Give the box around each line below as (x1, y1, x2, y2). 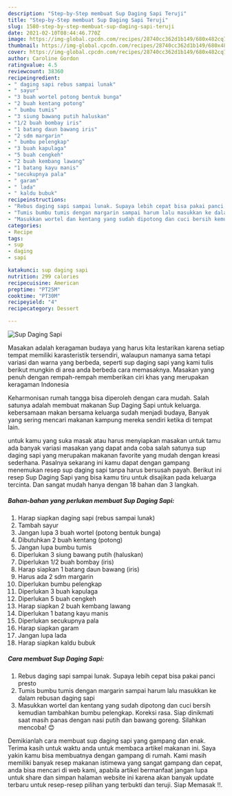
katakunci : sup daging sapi (8, 267, 89, 274)
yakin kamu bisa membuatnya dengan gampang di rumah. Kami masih (8, 751, 207, 759)
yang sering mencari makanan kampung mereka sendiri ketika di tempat (8, 416, 213, 424)
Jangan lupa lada (17, 631, 67, 639)
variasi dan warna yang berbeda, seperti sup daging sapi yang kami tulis (8, 359, 214, 366)
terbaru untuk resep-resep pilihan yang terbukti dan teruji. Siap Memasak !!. (8, 780, 223, 788)
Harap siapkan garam (17, 623, 79, 632)
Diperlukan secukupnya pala (17, 616, 99, 625)
